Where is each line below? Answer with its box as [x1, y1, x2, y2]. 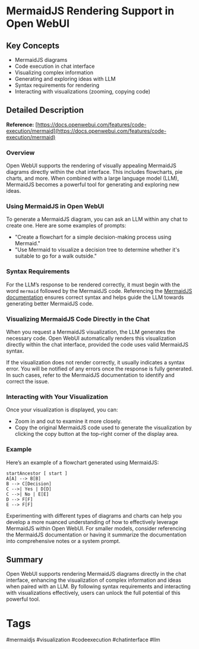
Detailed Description [6, 105, 84, 116]
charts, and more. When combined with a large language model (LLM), [6, 174, 179, 182]
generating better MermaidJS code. [6, 299, 94, 307]
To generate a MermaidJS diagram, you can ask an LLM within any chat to [6, 216, 188, 223]
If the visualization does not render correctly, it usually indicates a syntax [6, 359, 185, 366]
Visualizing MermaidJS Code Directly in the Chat [6, 314, 150, 323]
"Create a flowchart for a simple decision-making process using [14, 233, 172, 241]
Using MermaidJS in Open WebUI [6, 202, 105, 211]
